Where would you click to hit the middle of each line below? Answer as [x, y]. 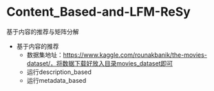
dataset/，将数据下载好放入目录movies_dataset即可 [100, 63]
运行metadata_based [56, 80]
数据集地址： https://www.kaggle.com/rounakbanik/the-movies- [117, 55]
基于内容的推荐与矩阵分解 [43, 31]
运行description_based [59, 72]
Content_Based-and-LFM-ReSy [98, 12]
